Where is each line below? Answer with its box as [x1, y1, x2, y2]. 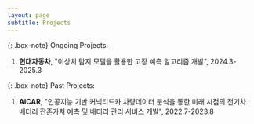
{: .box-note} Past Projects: [7, 80, 95, 90]
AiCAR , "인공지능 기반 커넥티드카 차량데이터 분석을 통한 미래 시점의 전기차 [18, 97, 247, 106]
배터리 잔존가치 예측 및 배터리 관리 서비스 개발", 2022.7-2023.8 [18, 107, 215, 116]
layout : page [7, 11, 50, 20]
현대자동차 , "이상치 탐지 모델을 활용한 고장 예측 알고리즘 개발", [18, 57, 209, 66]
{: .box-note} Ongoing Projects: [7, 40, 109, 49]
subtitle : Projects [7, 19, 71, 27]
